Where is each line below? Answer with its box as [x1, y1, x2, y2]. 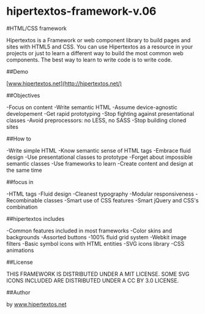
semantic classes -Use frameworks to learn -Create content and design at [6, 159, 194, 167]
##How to [6, 135, 32, 142]
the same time [6, 166, 42, 174]
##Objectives [6, 91, 40, 99]
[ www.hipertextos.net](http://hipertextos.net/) [6, 80, 122, 87]
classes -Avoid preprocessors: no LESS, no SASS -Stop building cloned [6, 117, 187, 124]
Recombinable [6, 196, 43, 204]
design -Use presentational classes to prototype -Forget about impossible [6, 153, 193, 161]
